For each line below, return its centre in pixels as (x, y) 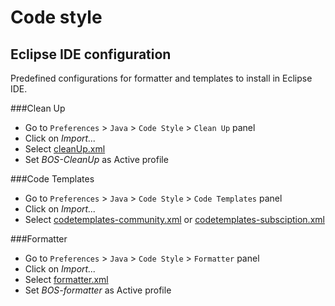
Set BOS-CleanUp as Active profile (96, 159)
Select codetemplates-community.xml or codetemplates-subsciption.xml (174, 219)
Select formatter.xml (66, 279)
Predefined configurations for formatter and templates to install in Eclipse (161, 78)
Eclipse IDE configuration (91, 54)
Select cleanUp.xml (65, 149)
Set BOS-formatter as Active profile (98, 290)
